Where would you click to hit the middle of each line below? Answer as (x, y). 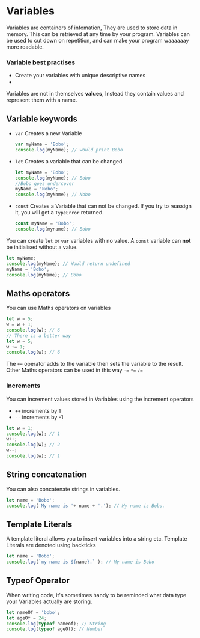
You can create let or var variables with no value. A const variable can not (98, 240)
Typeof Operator (38, 581)
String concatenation (47, 475)
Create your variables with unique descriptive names (80, 76)
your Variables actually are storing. (49, 601)
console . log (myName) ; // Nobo (53, 195)
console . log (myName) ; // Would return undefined (68, 263)
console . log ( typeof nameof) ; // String (56, 624)
